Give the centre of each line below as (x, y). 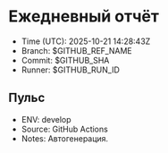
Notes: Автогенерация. (65, 138)
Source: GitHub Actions (64, 129)
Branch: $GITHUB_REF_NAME (77, 50)
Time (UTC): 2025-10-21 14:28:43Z (86, 41)
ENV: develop (46, 119)
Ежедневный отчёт (84, 17)
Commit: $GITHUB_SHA (65, 60)
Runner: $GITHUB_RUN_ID (70, 70)
